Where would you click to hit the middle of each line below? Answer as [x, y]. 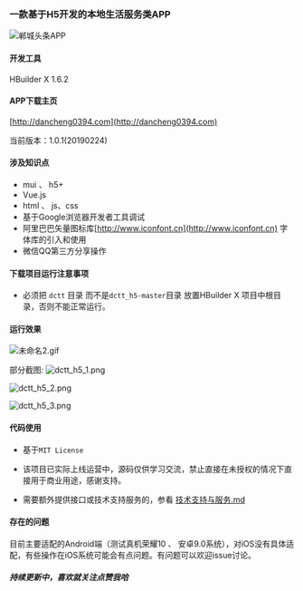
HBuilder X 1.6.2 [39, 79]
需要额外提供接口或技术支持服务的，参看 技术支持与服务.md [134, 499]
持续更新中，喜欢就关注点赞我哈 [69, 577]
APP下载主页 [33, 101]
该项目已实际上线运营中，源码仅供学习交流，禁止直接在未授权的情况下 [153, 469]
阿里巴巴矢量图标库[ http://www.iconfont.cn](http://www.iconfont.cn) [150, 228]
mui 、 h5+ [43, 184]
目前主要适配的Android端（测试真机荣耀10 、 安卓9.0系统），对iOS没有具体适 [152, 543]
